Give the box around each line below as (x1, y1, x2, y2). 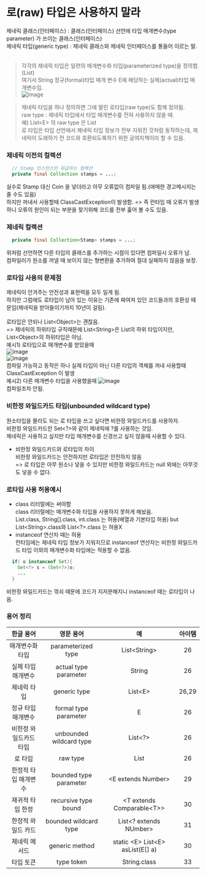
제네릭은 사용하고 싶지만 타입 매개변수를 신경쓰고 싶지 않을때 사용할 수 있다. (6, 432, 186, 440)
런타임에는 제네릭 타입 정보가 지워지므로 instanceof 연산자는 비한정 (15, 539, 177, 546)
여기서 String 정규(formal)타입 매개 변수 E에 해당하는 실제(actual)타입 (21, 76, 189, 84)
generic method (48, 841, 95, 850)
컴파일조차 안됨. (6, 385, 45, 392)
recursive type (51, 796, 93, 804)
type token (56, 857, 88, 866)
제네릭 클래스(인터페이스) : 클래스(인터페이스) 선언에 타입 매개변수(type (6, 27, 177, 34)
